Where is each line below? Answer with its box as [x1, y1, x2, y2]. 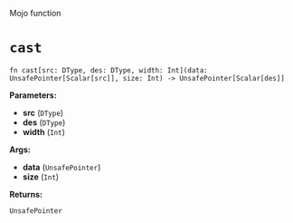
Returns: [9, 189, 43, 199]
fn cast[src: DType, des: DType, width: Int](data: [9, 65, 208, 75]
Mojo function [9, 8, 61, 18]
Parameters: [9, 90, 57, 101]
